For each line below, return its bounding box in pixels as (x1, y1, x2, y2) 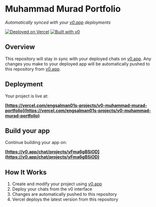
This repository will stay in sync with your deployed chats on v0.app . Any (5, 56, 152, 62)
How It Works (5, 168, 47, 176)
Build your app (5, 127, 50, 135)
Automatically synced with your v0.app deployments (5, 19, 111, 25)
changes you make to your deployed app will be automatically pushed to (5, 61, 150, 66)
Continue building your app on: (5, 140, 67, 145)
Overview (5, 43, 35, 51)
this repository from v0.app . (5, 66, 61, 72)
